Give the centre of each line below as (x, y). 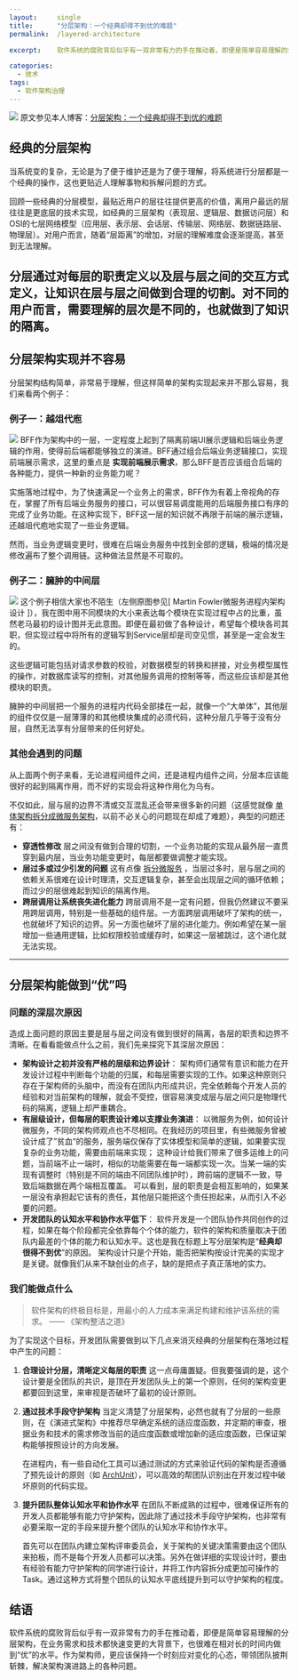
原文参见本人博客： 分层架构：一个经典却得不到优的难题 (121, 117)
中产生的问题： (36, 1351)
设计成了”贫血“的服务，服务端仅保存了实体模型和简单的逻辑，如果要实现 (154, 1141)
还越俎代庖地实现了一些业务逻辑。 (71, 526)
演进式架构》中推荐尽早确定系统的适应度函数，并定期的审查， (166, 1422)
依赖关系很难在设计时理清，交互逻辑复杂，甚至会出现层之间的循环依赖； (154, 879)
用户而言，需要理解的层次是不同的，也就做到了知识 (149, 309)
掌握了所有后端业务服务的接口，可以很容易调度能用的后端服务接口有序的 (157, 503)
